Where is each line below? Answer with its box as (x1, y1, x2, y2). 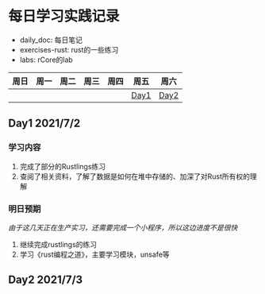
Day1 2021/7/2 (8, 117, 81, 130)
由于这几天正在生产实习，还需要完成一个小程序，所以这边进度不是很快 (8, 222, 238, 232)
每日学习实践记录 (8, 7, 121, 25)
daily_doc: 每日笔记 (19, 35, 83, 44)
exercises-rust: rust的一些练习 (19, 44, 119, 54)
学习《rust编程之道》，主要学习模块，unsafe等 (19, 250, 171, 259)
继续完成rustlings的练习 (19, 239, 98, 249)
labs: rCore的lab (19, 55, 73, 64)
